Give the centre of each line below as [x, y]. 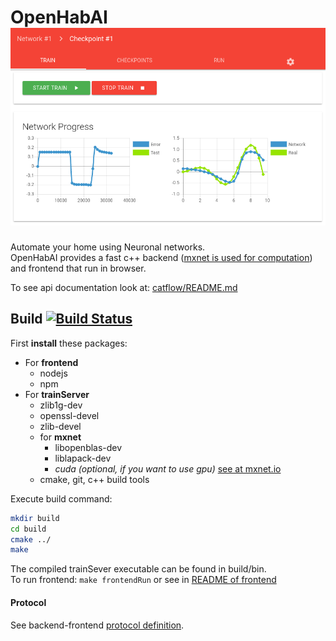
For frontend [51, 362]
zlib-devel [60, 426]
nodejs [53, 373]
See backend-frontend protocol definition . [97, 625]
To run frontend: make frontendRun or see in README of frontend [143, 580]
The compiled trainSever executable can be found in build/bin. [138, 569]
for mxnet [60, 437]
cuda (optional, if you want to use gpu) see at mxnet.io [168, 468]
